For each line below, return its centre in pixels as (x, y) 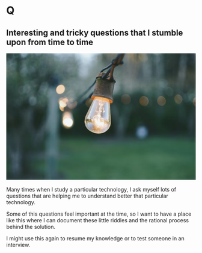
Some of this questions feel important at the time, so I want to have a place (99, 214)
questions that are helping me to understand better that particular (87, 196)
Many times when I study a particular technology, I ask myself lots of (91, 190)
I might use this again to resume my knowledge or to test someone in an (95, 239)
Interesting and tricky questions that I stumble (95, 33)
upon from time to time (50, 42)
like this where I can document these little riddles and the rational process (98, 220)
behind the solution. (31, 227)
